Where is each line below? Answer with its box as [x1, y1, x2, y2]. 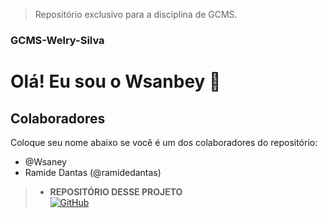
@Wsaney [24, 155, 67, 168]
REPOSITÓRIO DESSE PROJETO [49, 185, 183, 198]
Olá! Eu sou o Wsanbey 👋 [10, 70, 222, 93]
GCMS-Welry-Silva [10, 33, 105, 47]
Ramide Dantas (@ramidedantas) [24, 166, 162, 178]
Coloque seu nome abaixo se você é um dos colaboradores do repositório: [10, 136, 318, 148]
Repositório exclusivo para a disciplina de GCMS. [34, 9, 238, 20]
